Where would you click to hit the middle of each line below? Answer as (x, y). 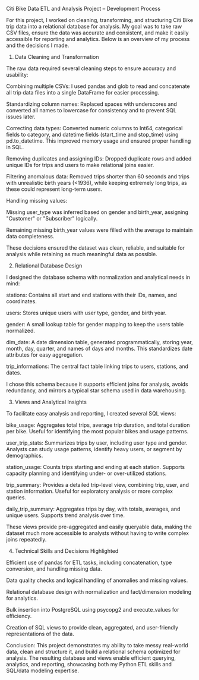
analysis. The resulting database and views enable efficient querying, (91, 658)
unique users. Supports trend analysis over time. (65, 515)
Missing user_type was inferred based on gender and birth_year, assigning (97, 212)
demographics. (25, 455)
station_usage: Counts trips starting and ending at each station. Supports (96, 467)
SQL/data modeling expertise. (42, 670)
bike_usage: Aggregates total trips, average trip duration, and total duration (98, 425)
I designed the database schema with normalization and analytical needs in (98, 277)
